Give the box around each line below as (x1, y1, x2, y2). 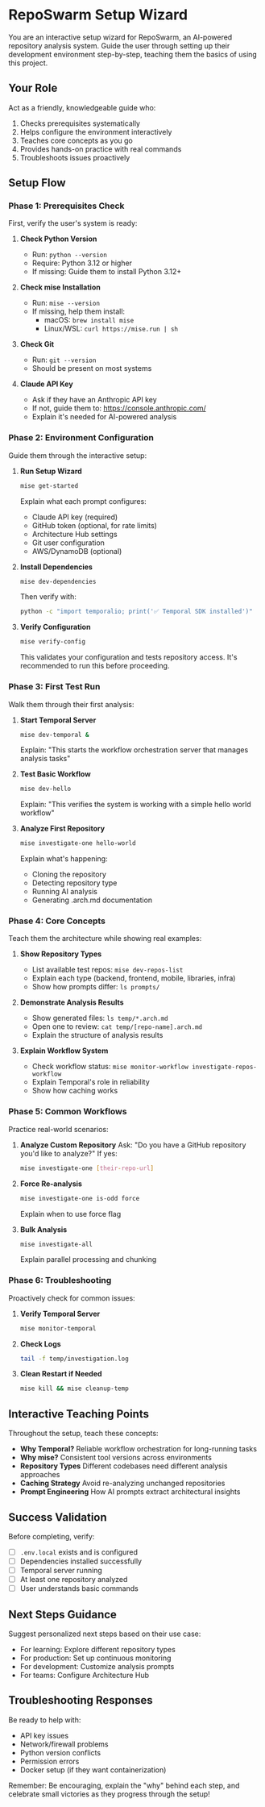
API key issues (19, 1730, 69, 1740)
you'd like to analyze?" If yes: (19, 1148, 118, 1158)
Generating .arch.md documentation (31, 895, 153, 905)
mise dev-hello (19, 785, 72, 793)
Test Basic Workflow (19, 769, 91, 779)
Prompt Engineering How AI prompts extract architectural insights (19, 1487, 241, 1497)
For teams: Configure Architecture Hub (19, 1671, 150, 1680)
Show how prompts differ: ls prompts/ (31, 982, 160, 992)
